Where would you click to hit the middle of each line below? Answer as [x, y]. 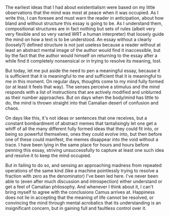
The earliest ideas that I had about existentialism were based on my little [80, 7]
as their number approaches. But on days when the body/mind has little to [82, 97]
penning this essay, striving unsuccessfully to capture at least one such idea [84, 150]
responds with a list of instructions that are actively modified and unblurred [83, 92]
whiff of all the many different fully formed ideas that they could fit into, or [82, 129]
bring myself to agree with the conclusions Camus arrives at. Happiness [80, 192]
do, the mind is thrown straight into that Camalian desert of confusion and [82, 103]
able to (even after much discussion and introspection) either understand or [84, 181]
